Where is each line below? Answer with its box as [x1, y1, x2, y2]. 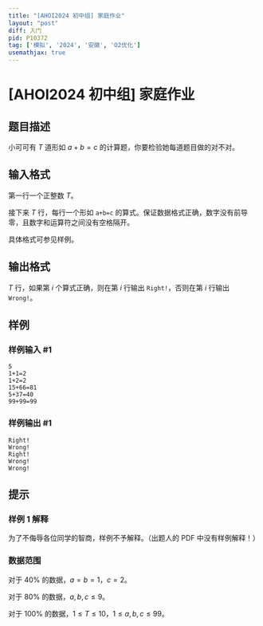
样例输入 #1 [8, 344, 52, 355]
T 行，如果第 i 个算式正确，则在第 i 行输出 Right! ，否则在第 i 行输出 [8, 282, 230, 292]
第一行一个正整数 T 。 [8, 191, 78, 200]
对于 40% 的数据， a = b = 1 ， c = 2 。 [8, 575, 131, 585]
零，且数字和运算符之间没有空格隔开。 [8, 217, 134, 227]
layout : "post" [8, 19, 59, 27]
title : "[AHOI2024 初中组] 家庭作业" [8, 11, 125, 20]
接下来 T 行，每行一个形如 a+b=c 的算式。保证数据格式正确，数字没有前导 [8, 207, 249, 217]
